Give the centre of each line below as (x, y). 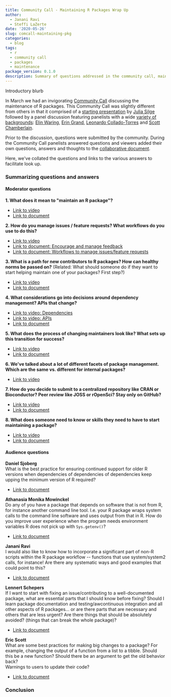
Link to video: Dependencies (42, 313)
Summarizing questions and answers (52, 177)
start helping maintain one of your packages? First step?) (65, 272)
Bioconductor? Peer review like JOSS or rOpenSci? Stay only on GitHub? (83, 395)
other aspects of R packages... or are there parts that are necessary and (81, 609)
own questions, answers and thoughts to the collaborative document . (78, 148)
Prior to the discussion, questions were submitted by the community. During (85, 138)
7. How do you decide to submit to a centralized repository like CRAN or (82, 389)
